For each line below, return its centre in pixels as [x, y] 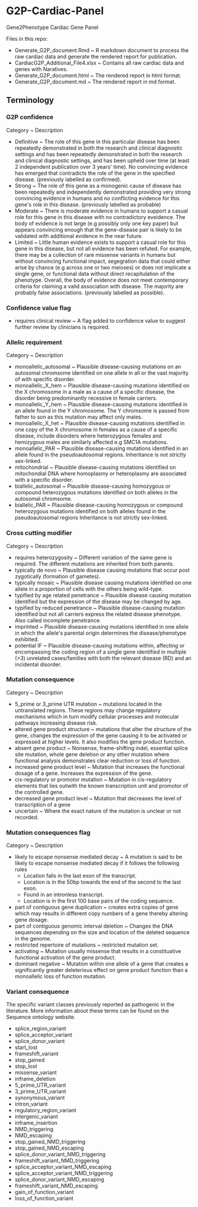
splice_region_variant [40, 1029]
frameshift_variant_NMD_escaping [56, 1186]
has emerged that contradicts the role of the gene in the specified [95, 173]
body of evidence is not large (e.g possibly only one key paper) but [96, 223]
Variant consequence [38, 992]
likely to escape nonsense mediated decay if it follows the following [97, 863]
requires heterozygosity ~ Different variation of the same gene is [93, 557]
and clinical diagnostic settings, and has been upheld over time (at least [102, 160]
